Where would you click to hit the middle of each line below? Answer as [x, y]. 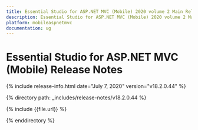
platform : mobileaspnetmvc [39, 22]
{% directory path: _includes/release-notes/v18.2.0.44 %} [76, 97]
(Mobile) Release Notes [64, 70]
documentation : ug [29, 28]
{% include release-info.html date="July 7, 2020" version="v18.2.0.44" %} [96, 86]
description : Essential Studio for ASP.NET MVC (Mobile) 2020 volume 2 [96, 17]
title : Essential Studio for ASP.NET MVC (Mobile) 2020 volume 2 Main [95, 12]
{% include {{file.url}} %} [37, 109]
